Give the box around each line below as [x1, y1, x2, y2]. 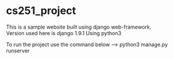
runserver [6, 47, 30, 54]
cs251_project [6, 4, 76, 18]
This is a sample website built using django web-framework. [6, 23, 152, 30]
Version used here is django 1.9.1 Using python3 [6, 29, 122, 36]
